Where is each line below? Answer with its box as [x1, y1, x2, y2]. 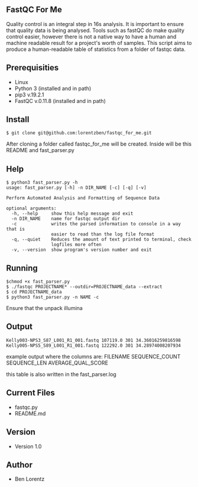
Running [6, 263, 38, 273]
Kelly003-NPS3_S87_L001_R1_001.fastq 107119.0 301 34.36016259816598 [6, 337, 181, 343]
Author [6, 460, 33, 470]
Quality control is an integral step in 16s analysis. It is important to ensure [6, 20, 184, 27]
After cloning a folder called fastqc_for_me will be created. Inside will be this [6, 140, 192, 147]
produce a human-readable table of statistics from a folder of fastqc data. [6, 46, 186, 53]
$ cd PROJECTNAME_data [6, 289, 62, 295]
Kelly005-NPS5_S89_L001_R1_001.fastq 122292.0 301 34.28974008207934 [6, 343, 181, 349]
